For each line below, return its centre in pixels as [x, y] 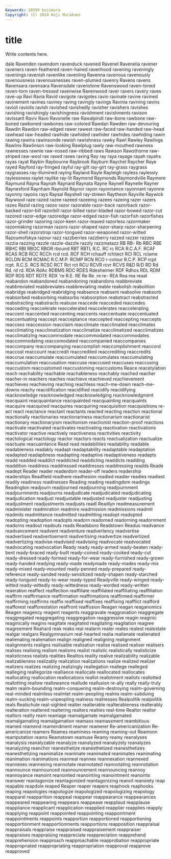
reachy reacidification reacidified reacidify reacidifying [78, 390]
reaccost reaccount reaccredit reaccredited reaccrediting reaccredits [78, 352]
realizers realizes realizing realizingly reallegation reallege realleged [77, 667]
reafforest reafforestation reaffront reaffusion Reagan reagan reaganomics [83, 607]
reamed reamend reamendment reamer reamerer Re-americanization [78, 727]
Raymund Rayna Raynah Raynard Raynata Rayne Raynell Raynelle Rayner [82, 183]
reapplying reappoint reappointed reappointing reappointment [70, 814]
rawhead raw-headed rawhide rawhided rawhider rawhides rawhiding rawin [85, 135]
